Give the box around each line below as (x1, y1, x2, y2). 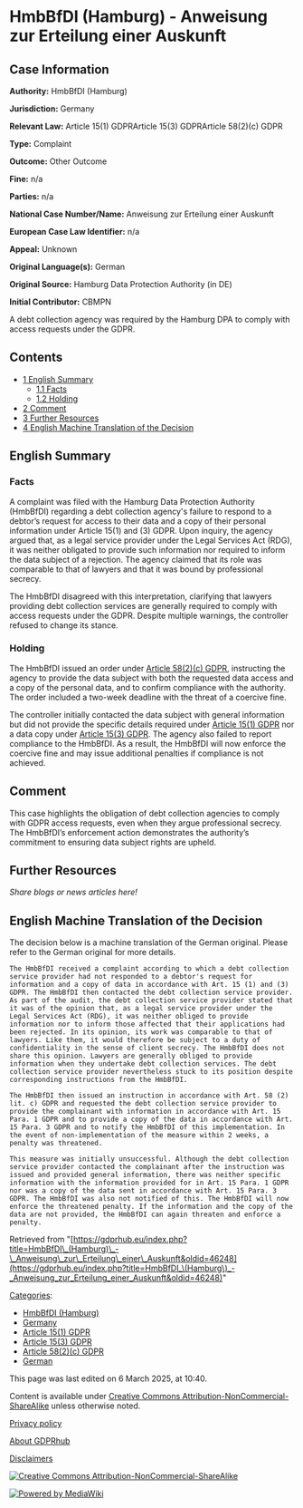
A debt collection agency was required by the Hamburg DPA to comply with (9, 314, 291, 324)
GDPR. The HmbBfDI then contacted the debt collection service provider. (9, 988, 294, 998)
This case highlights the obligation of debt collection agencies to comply (9, 807, 280, 818)
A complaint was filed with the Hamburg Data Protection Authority (9, 496, 255, 507)
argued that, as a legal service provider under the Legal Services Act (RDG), (9, 535, 293, 546)
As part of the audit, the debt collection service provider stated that (9, 996, 294, 1005)
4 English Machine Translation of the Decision (22, 421, 194, 432)
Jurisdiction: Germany (9, 103, 95, 114)
